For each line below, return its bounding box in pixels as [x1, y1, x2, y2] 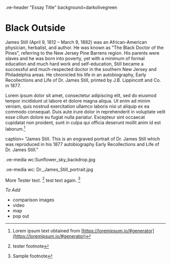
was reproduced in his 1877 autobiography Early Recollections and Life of [5, 141, 159, 147]
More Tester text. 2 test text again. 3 [5, 176, 80, 183]
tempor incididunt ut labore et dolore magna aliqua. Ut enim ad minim [5, 98, 151, 104]
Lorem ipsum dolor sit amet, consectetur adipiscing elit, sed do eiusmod [5, 92, 157, 99]
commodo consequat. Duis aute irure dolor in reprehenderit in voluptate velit [5, 108, 165, 114]
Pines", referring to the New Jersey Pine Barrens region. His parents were [5, 50, 160, 56]
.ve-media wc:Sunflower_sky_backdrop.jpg [5, 156, 96, 162]
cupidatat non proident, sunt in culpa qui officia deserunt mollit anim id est [5, 119, 161, 126]
